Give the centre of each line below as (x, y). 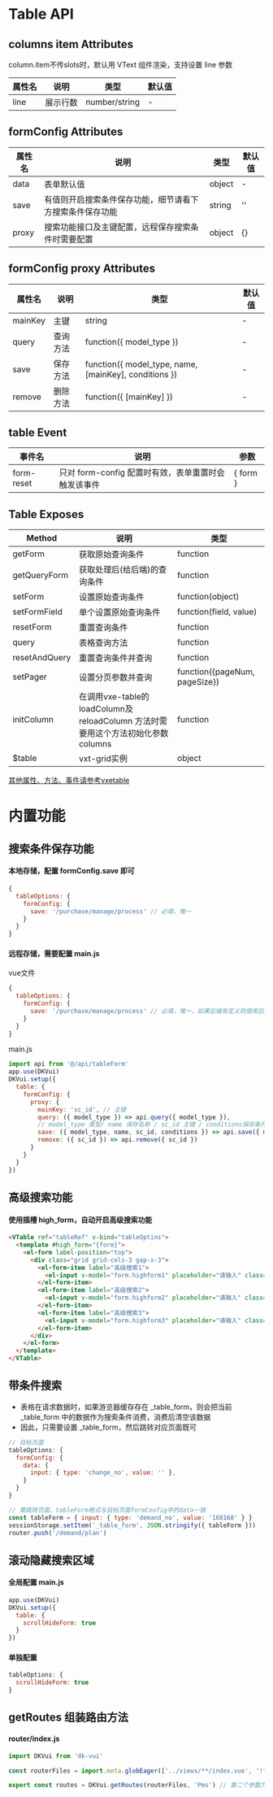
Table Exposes (46, 514)
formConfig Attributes (66, 132)
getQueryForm (41, 576)
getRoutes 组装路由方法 (68, 1718)
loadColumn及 (106, 709)
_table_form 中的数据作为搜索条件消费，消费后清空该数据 (115, 1416)
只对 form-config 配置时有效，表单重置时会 (142, 472)
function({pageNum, (216, 672)
